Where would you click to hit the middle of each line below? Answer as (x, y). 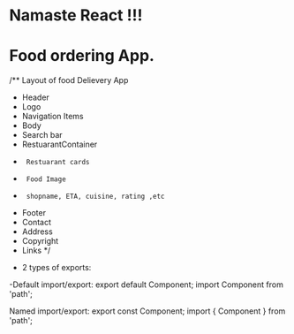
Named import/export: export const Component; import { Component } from (147, 311)
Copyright (40, 241)
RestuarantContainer (60, 144)
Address (37, 232)
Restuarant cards (58, 163)
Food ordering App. (82, 56)
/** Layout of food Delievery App (69, 80)
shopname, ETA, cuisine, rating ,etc (95, 197)
